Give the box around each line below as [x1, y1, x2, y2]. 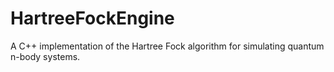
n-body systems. [10, 50, 81, 62]
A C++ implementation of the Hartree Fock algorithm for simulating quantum [10, 40, 325, 52]
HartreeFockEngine [10, 7, 175, 30]
